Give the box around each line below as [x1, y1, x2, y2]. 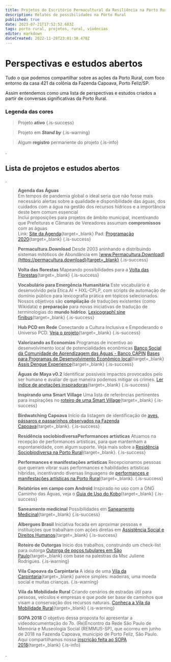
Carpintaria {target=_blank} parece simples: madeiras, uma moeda [17, 573, 157, 580]
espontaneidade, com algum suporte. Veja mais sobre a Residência [17, 444, 159, 450]
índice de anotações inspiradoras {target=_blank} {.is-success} [17, 381, 150, 388]
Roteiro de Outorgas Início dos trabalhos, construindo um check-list [17, 542, 161, 548]
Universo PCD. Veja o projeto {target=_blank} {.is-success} [17, 329, 141, 336]
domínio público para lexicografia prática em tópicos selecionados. [17, 292, 159, 298]
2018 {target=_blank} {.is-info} [17, 642, 81, 648]
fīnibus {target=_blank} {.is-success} [17, 314, 95, 320]
